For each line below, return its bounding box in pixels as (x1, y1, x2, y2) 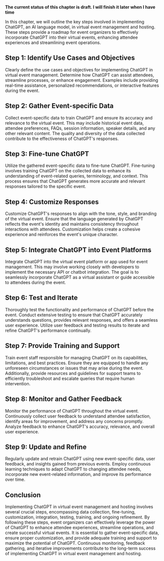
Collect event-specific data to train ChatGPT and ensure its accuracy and (5, 115, 153, 120)
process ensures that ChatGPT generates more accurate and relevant (5, 178, 145, 184)
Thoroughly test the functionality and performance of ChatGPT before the (5, 306, 154, 312)
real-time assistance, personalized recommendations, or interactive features (5, 82, 159, 88)
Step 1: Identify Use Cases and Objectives (5, 54, 135, 62)
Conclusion (5, 491, 41, 499)
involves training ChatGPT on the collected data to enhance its (5, 168, 131, 174)
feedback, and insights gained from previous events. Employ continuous (5, 461, 151, 467)
